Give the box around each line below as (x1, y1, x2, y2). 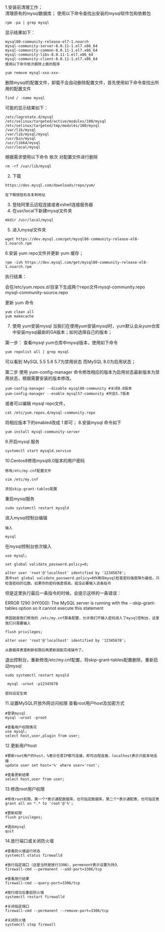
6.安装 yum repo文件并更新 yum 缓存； (5, 250, 83, 256)
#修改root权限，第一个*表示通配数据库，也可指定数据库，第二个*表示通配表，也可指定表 (5, 797, 160, 802)
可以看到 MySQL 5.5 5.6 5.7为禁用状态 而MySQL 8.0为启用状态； (5, 359, 136, 364)
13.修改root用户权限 (5, 786, 45, 792)
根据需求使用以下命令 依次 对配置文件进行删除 (5, 154, 98, 160)
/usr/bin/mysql (5, 136, 36, 141)
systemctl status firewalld (5, 853, 63, 858)
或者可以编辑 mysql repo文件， (5, 400, 68, 406)
